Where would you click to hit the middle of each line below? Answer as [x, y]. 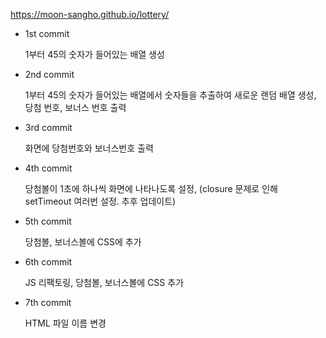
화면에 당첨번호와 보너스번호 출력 [89, 148]
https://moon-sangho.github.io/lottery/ [90, 14]
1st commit [47, 33]
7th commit [48, 302]
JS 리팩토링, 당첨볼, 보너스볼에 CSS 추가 [104, 282]
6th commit [48, 262]
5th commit [48, 221]
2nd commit [49, 74]
